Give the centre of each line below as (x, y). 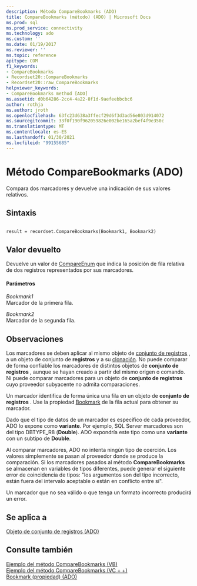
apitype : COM (22, 61)
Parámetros (21, 284)
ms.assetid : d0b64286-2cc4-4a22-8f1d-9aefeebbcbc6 (69, 99)
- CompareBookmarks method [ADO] (47, 94)
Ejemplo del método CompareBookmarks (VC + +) (67, 570)
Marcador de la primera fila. (40, 303)
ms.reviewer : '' (26, 50)
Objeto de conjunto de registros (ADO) (53, 532)
